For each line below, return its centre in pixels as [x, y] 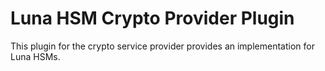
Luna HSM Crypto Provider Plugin [152, 18]
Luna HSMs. [35, 56]
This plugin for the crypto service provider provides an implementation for [162, 46]
